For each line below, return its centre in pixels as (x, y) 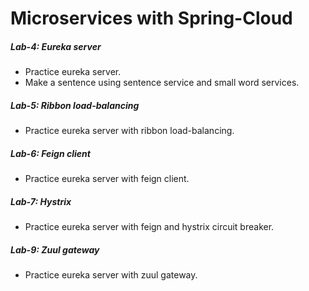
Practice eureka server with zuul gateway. (111, 275)
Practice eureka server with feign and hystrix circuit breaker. (149, 227)
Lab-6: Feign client (50, 153)
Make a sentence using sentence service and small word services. (162, 83)
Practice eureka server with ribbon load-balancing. (129, 131)
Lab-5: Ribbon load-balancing (75, 105)
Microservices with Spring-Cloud (151, 18)
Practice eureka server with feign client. (107, 179)
